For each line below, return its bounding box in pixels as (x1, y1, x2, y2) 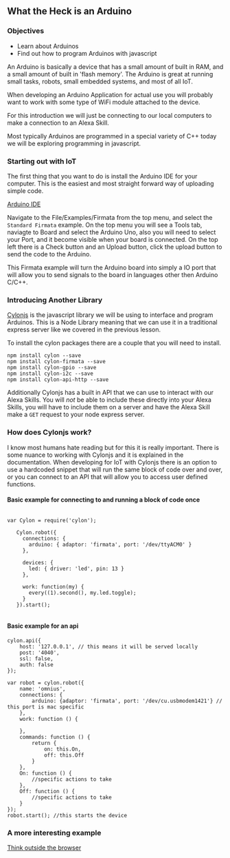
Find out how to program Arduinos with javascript (16, 49, 157, 57)
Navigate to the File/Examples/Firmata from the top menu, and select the (7, 213, 213, 221)
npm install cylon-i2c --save (7, 370, 94, 378)
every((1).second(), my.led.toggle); (28, 589, 137, 596)
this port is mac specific (7, 703, 84, 711)
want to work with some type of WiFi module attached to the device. (7, 98, 200, 106)
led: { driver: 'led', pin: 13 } (28, 565, 125, 572)
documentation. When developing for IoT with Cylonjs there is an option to (7, 458, 218, 466)
